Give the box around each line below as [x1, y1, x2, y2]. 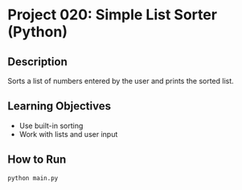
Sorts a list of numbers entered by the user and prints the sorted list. [7, 76, 234, 85]
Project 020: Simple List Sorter [7, 6, 218, 24]
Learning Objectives [7, 99, 112, 114]
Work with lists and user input [18, 129, 118, 138]
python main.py [7, 174, 59, 182]
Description [7, 55, 68, 68]
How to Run [7, 153, 67, 167]
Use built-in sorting [18, 121, 84, 130]
